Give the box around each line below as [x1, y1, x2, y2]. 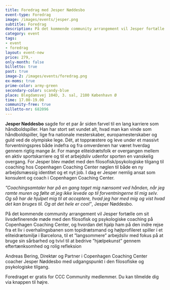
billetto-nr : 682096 [5, 107, 49, 112]
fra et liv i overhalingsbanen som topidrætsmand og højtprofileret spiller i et [5, 227, 163, 233]
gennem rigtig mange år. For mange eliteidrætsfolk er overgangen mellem [5, 148, 159, 154]
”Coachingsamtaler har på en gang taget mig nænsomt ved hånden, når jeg [5, 185, 165, 191]
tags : [5, 36, 17, 41]
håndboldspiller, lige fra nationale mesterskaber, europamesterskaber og [5, 132, 157, 137]
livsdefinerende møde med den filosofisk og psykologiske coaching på [5, 216, 153, 222]
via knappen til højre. [5, 279, 49, 285]
